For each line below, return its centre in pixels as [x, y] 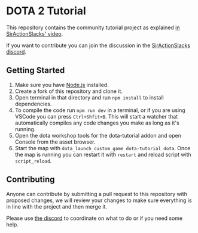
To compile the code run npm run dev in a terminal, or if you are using [100, 110]
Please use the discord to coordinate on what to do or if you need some [95, 218]
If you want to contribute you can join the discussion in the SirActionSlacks [98, 45]
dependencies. [33, 104]
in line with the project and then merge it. [57, 206]
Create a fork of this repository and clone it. [68, 91]
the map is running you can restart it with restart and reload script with [103, 154]
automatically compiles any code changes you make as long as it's [97, 123]
